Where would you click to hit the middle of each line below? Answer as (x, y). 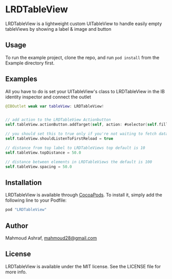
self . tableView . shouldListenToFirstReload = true (59, 139)
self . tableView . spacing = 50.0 (39, 167)
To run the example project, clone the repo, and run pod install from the (82, 57)
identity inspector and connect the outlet (48, 97)
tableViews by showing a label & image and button (58, 29)
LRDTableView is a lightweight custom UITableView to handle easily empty (84, 24)
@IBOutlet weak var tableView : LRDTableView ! (55, 106)
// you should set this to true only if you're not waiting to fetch (81, 134)
